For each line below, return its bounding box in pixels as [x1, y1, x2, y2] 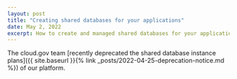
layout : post [7, 10, 46, 17]
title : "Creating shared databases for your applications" [7, 17, 185, 24]
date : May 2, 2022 [7, 23, 61, 30]
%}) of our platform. [7, 64, 66, 72]
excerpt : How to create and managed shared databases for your [7, 29, 197, 37]
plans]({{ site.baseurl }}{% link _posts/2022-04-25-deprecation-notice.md [7, 57, 224, 65]
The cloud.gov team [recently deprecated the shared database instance [7, 49, 217, 57]
